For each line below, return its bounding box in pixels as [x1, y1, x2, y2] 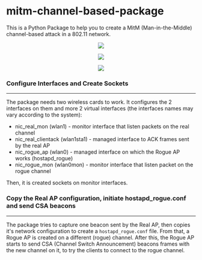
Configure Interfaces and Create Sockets [6, 79, 129, 88]
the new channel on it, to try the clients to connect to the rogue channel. [6, 246, 185, 253]
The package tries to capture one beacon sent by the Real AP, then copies [6, 221, 191, 228]
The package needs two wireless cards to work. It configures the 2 [6, 98, 173, 106]
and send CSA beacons [6, 202, 76, 210]
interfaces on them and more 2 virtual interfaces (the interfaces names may [6, 105, 194, 112]
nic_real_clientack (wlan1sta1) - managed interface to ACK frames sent [14, 136, 189, 143]
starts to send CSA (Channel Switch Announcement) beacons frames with [6, 240, 190, 247]
